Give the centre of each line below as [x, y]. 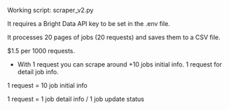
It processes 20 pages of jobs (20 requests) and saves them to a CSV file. [114, 37]
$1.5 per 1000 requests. [41, 51]
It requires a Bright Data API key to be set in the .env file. [89, 23]
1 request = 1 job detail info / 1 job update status [76, 99]
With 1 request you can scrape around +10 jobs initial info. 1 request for [120, 64]
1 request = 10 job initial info [47, 85]
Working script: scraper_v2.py [50, 10]
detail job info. [38, 72]
